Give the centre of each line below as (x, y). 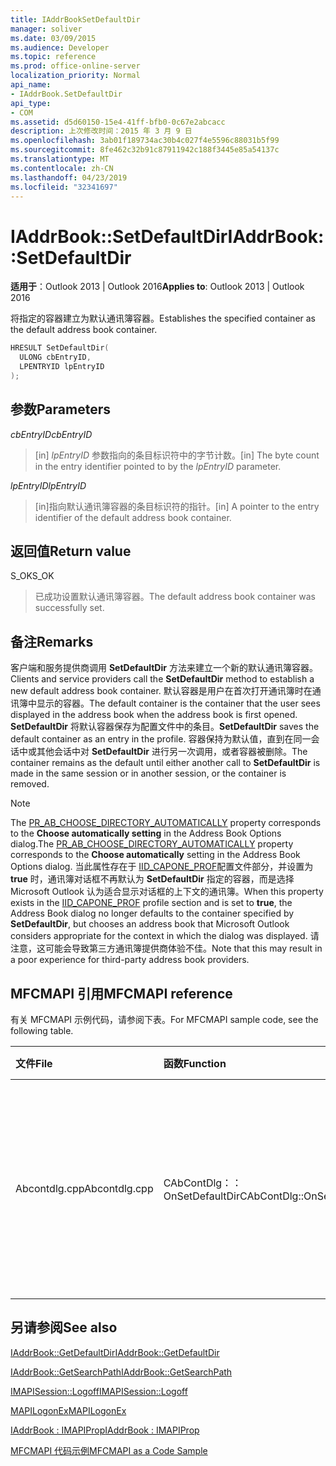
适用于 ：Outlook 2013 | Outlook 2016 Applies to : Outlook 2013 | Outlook (157, 287)
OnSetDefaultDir (201, 1196)
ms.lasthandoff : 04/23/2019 (69, 177)
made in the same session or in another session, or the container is (148, 773)
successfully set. (69, 608)
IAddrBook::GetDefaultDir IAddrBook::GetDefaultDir (115, 1352)
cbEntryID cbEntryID (51, 434)
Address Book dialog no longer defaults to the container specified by (152, 913)
